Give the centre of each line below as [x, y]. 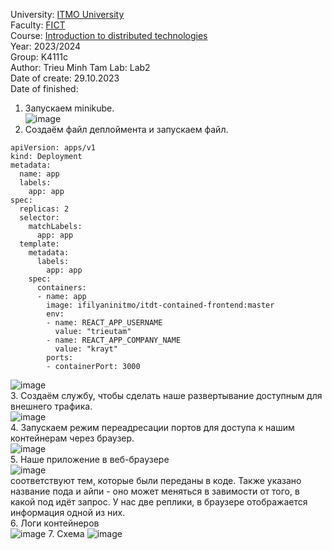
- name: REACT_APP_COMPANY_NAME [114, 340]
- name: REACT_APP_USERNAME [104, 323]
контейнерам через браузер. [72, 438]
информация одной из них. [68, 512]
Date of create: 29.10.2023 [65, 78]
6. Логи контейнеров [55, 523]
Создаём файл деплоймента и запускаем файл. [126, 129]
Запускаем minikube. [69, 108]
